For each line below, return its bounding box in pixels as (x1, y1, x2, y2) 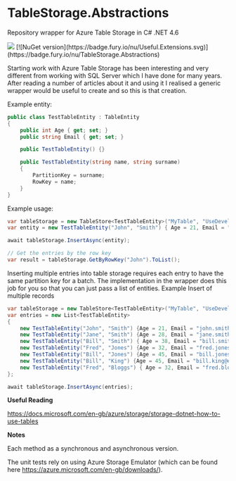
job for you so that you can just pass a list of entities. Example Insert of (7, 284, 213, 292)
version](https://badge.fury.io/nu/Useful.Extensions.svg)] (42, 42, 209, 51)
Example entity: (7, 100, 53, 108)
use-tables (7, 417, 39, 425)
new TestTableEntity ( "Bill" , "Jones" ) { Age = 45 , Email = (20, 351, 193, 358)
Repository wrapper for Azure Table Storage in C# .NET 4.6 (7, 28, 179, 37)
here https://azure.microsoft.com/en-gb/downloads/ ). (7, 466, 163, 474)
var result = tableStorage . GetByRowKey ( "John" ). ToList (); (7, 256, 181, 263)
